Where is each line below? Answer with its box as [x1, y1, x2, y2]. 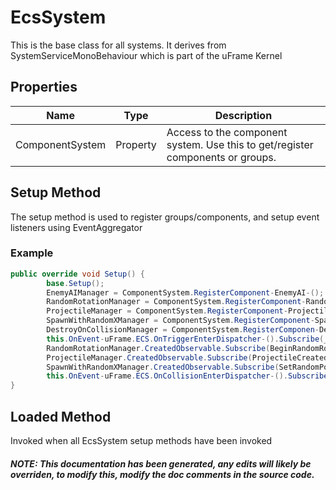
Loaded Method [10, 408, 112, 425]
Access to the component [166, 125, 288, 139]
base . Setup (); [46, 278, 105, 288]
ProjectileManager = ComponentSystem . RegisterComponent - [46, 306, 288, 316]
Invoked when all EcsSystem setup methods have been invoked [10, 435, 273, 447]
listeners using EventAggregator [10, 221, 143, 233]
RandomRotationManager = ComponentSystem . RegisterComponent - [46, 297, 307, 307]
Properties [10, 79, 78, 96]
